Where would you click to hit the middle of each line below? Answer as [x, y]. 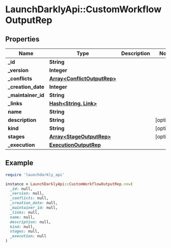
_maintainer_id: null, [34, 208]
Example [19, 163]
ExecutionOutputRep [75, 145]
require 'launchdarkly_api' [35, 175]
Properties [22, 39]
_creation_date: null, [34, 203]
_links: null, [25, 212]
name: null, [23, 217]
